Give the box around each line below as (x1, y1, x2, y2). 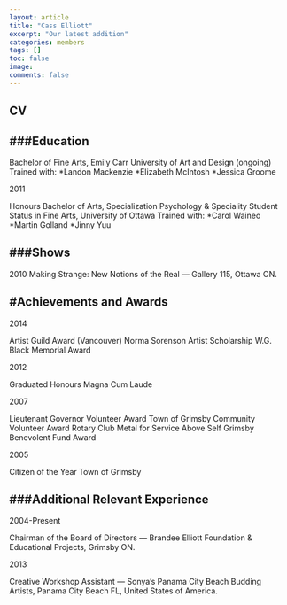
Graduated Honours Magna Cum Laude (9, 378, 153, 390)
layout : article (9, 12, 69, 22)
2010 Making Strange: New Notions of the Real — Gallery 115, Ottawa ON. (9, 268, 277, 279)
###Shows (9, 245, 71, 260)
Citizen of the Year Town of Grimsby (9, 466, 142, 477)
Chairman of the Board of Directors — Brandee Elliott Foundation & (9, 532, 252, 543)
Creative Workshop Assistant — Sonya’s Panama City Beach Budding (9, 577, 262, 587)
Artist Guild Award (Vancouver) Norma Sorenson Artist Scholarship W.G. (9, 335, 272, 345)
